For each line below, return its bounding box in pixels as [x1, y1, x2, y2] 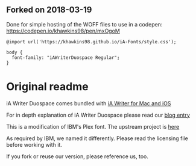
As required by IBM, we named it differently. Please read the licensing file [6, 135, 188, 142]
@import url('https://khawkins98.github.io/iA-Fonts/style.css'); [6, 38, 177, 45]
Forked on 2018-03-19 [6, 5, 92, 15]
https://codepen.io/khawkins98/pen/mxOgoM [6, 27, 121, 34]
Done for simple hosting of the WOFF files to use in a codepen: [6, 20, 163, 28]
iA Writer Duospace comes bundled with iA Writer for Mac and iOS [6, 99, 171, 107]
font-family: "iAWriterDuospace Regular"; [11, 54, 120, 61]
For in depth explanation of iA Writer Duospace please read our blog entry [6, 111, 190, 118]
